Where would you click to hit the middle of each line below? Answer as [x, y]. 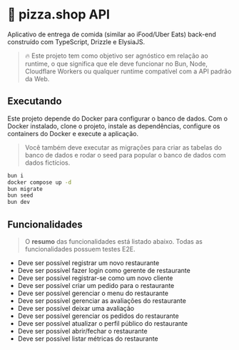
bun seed [20, 195]
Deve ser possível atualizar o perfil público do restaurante [102, 323]
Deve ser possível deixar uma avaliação [76, 308]
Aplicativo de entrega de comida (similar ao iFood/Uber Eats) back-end [112, 34]
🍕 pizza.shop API [59, 15]
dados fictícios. [47, 163]
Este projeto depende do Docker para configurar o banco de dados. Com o [118, 118]
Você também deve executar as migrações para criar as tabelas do [123, 147]
